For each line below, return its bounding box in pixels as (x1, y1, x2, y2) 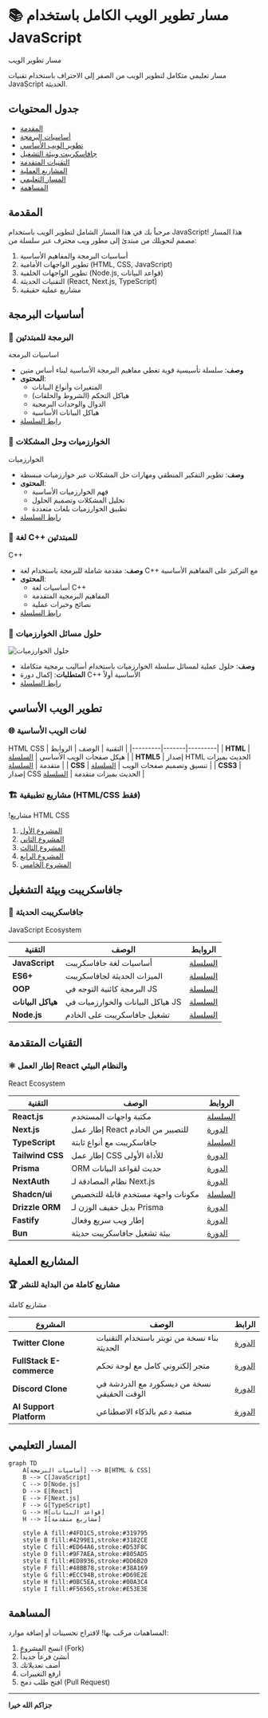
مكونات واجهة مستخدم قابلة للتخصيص (71, 1188, 199, 1200)
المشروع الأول (19, 826, 63, 836)
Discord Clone (12, 1383, 68, 1394)
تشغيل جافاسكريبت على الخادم (65, 1009, 170, 1020)
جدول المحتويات (8, 102, 80, 116)
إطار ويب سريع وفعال (71, 1214, 144, 1225)
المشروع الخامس (19, 860, 72, 869)
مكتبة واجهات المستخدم (71, 1110, 152, 1121)
